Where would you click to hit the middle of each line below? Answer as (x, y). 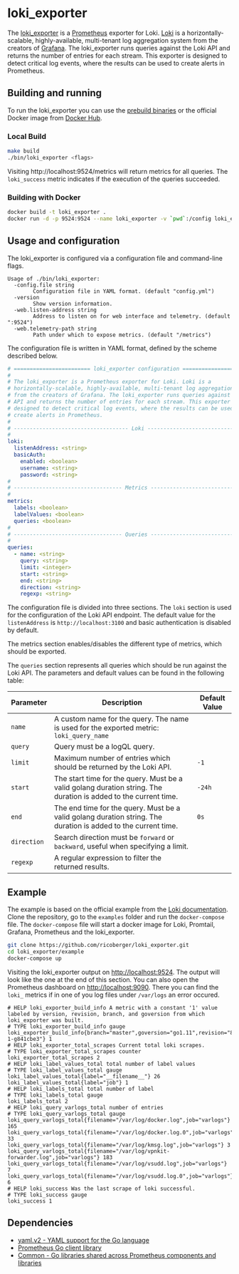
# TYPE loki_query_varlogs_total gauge (67, 1114)
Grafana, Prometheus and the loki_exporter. (71, 932)
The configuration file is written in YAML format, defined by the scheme (112, 348)
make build (23, 151)
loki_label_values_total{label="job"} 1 (68, 1082)
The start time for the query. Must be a (118, 779)
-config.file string (44, 285)
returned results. (81, 867)
